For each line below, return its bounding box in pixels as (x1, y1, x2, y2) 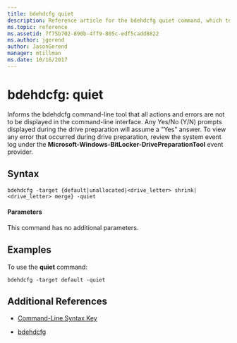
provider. (7, 148, 34, 156)
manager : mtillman (7, 50, 61, 57)
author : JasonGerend (7, 43, 68, 50)
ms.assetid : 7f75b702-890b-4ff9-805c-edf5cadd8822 (7, 30, 159, 37)
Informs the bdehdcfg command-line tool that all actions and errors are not (7, 110, 225, 119)
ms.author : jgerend (7, 37, 65, 44)
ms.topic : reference (7, 23, 68, 30)
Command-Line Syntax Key (17, 314, 97, 323)
